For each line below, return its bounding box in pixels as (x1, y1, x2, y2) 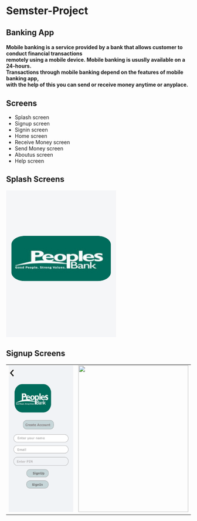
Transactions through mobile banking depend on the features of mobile (6, 69, 184, 76)
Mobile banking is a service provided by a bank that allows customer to (6, 44, 183, 51)
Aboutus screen (14, 151, 53, 158)
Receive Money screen (14, 138, 70, 146)
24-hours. (6, 63, 32, 70)
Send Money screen (14, 145, 63, 152)
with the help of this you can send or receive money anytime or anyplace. (6, 81, 189, 89)
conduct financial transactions (6, 50, 83, 57)
